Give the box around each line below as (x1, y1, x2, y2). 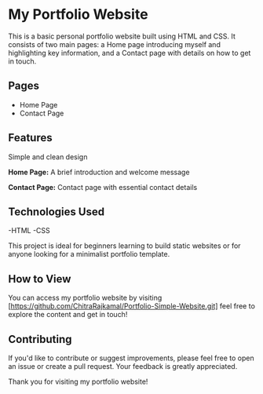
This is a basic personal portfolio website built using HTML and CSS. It (8, 31, 236, 41)
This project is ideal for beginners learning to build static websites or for (8, 241, 241, 250)
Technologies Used (8, 205, 104, 218)
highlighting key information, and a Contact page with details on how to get (8, 48, 251, 57)
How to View (8, 272, 71, 286)
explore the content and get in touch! (8, 310, 128, 319)
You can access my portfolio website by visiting (8, 293, 163, 303)
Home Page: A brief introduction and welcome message (8, 167, 190, 177)
